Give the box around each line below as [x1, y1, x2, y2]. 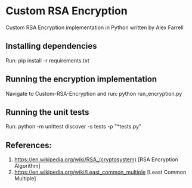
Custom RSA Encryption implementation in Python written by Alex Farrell [5, 24, 184, 31]
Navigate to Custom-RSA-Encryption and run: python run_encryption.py [5, 90, 182, 97]
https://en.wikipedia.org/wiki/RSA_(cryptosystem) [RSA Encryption [14, 156, 178, 163]
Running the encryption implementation [5, 74, 157, 84]
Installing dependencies [5, 41, 97, 51]
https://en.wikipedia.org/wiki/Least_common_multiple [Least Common [14, 168, 187, 176]
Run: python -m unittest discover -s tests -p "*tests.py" [5, 123, 142, 130]
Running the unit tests [5, 107, 89, 117]
